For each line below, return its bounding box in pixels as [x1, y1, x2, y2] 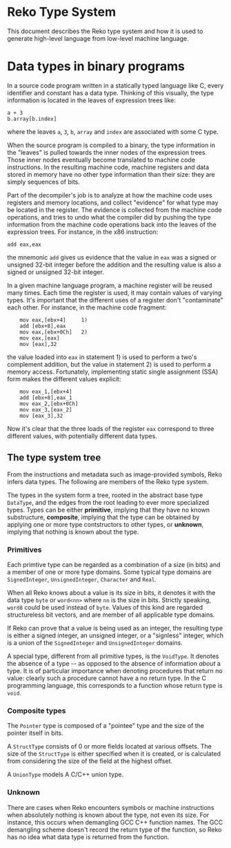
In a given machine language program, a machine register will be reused [7, 281, 212, 289]
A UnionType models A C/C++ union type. [7, 771, 124, 779]
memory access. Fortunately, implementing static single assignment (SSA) [7, 367, 219, 376]
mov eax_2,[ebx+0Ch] [19, 400, 79, 407]
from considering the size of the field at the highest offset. [7, 757, 173, 765]
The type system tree [7, 452, 101, 463]
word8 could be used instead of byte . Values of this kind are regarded [7, 603, 203, 611]
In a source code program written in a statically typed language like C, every [7, 81, 224, 90]
